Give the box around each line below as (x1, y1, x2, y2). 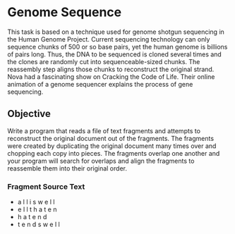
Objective (7, 108, 52, 120)
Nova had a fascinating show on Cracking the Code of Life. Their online (7, 72, 215, 81)
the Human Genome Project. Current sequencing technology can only (7, 35, 210, 43)
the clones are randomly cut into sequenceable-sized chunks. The (7, 57, 200, 66)
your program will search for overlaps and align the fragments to (7, 156, 195, 165)
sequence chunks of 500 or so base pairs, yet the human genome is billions (7, 42, 228, 51)
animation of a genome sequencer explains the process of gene (7, 80, 193, 88)
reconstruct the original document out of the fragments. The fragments (7, 134, 214, 142)
